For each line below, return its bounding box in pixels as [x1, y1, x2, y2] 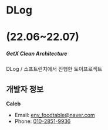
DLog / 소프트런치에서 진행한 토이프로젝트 [6, 66, 103, 73]
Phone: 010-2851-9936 [14, 118, 71, 125]
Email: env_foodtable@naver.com [14, 112, 95, 119]
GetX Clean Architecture [6, 50, 67, 57]
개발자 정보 [6, 84, 44, 94]
